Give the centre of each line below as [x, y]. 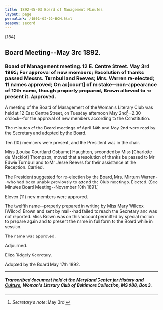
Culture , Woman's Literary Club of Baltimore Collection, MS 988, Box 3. [79, 285]
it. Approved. [41, 96]
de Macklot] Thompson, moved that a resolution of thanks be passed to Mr [80, 157]
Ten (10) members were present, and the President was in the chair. [73, 142]
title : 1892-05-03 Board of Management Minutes [54, 9]
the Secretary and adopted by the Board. [46, 133]
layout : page [18, 14]
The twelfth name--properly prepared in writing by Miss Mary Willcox [74, 206]
